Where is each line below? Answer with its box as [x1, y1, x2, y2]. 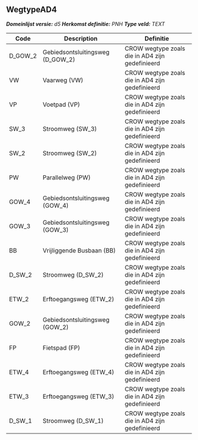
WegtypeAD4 [6, 5, 57, 15]
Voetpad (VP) [42, 100, 81, 109]
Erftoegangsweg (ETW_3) [42, 392, 115, 400]
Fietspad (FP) [42, 343, 81, 352]
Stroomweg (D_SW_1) [42, 416, 104, 425]
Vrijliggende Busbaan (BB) [42, 246, 116, 254]
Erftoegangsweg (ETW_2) [42, 295, 115, 303]
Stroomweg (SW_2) [42, 149, 97, 157]
